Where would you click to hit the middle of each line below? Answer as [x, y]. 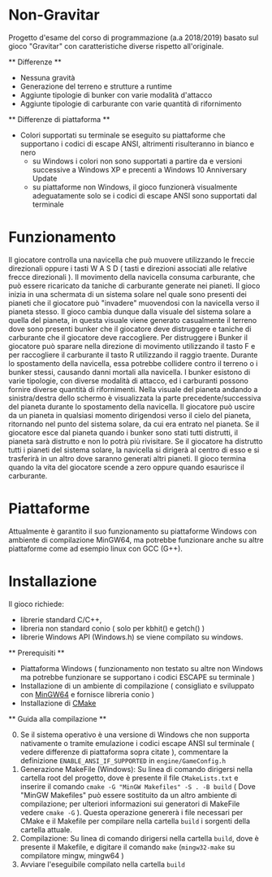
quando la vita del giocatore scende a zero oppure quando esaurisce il [127, 467]
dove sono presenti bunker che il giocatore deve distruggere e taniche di [130, 329]
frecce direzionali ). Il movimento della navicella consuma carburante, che [132, 277]
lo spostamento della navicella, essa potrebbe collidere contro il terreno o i [133, 363]
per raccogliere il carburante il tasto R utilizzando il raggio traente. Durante [133, 355]
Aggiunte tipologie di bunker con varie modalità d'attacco [116, 94]
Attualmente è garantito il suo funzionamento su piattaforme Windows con [133, 531]
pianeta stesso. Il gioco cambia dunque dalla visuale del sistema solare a [130, 312]
